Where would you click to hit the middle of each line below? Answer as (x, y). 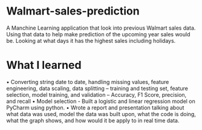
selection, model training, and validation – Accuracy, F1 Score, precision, (96, 94)
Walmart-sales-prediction (73, 11)
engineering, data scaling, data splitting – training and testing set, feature (97, 88)
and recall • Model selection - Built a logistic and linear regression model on (101, 101)
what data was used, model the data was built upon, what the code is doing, (101, 114)
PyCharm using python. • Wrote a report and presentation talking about (95, 108)
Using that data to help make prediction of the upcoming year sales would (98, 34)
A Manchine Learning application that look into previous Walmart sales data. (101, 28)
